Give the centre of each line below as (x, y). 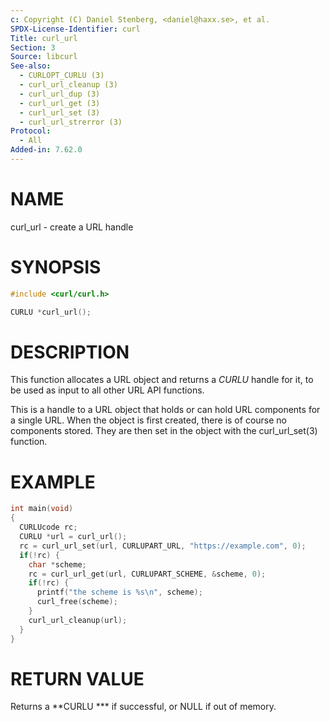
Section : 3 (33, 47)
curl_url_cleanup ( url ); (78, 620)
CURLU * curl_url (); (51, 312)
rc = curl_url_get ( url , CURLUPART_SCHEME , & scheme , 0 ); (147, 574)
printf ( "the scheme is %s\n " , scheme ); (119, 592)
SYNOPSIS (56, 267)
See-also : (31, 66)
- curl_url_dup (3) (60, 94)
